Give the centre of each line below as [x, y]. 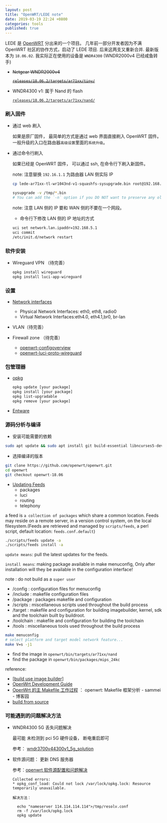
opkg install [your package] [42, 392]
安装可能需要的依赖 [32, 436]
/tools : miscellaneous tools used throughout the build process [76, 626]
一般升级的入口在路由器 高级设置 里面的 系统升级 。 [60, 142]
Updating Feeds [29, 484]
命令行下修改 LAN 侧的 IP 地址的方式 [57, 218]
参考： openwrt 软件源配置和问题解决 [50, 770]
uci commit [24, 232]
